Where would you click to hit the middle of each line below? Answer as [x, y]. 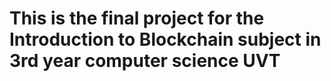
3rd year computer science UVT [145, 61]
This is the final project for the [137, 18]
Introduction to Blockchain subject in [165, 39]
